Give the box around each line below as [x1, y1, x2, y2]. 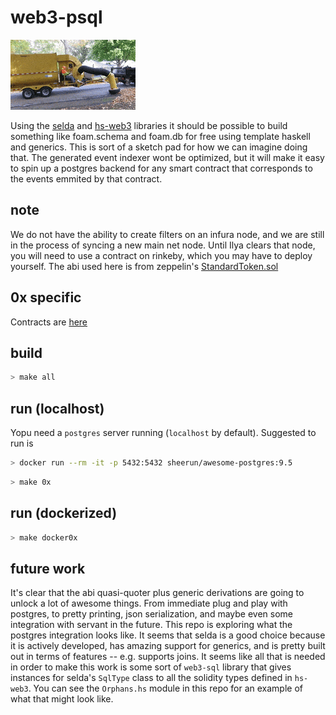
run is [10, 437, 34, 450]
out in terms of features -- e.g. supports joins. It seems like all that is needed [10, 651, 326, 663]
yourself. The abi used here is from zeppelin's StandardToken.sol [10, 260, 279, 272]
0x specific [10, 289, 82, 306]
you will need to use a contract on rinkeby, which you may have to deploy [10, 249, 313, 261]
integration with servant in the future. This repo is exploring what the [10, 619, 293, 631]
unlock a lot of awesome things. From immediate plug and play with [10, 597, 288, 610]
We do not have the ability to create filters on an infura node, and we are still [10, 228, 325, 240]
